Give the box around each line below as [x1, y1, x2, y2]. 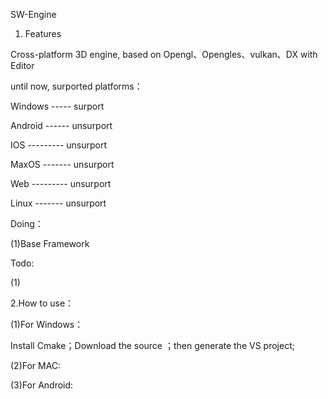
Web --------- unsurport [10, 178, 112, 189]
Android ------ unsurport [10, 120, 113, 131]
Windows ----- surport [10, 100, 105, 112]
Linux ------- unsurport [10, 197, 107, 209]
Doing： [10, 218, 44, 229]
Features [24, 28, 62, 39]
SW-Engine [10, 9, 57, 20]
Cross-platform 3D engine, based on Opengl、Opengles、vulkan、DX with [10, 49, 318, 60]
